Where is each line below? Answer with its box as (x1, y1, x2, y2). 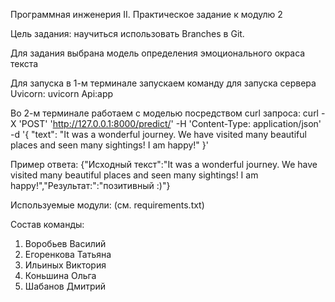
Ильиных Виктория (24, 259, 107, 271)
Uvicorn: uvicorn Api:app (10, 88, 114, 99)
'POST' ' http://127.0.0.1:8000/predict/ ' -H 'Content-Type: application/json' (18, 118, 322, 129)
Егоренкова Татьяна (24, 249, 112, 260)
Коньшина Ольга (24, 270, 97, 281)
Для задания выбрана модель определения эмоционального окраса (10, 47, 306, 59)
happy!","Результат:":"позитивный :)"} (10, 180, 171, 191)
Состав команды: (10, 219, 85, 230)
